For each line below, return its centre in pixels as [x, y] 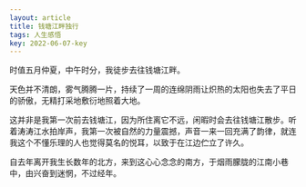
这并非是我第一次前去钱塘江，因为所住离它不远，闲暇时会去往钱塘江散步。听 [153, 120]
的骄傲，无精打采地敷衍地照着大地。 [77, 101]
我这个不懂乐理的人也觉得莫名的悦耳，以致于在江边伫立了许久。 [129, 143]
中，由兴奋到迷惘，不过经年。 [65, 173]
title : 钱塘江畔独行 [44, 26]
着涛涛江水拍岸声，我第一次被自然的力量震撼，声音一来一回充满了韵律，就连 [153, 132]
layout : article [40, 18]
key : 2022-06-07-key [49, 43]
